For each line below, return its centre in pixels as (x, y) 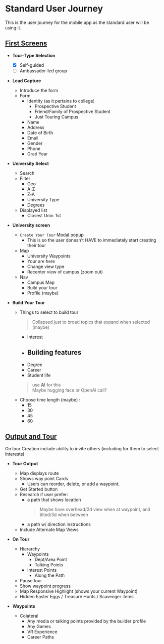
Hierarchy (30, 549)
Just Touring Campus (56, 117)
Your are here (41, 261)
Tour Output (25, 463)
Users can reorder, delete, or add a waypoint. (73, 484)
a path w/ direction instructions (59, 524)
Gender (35, 143)
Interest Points (42, 570)
